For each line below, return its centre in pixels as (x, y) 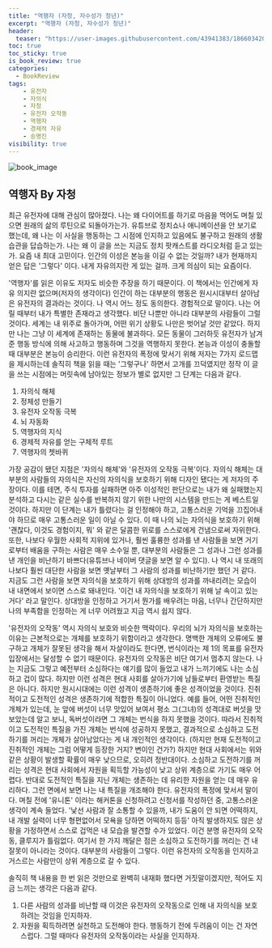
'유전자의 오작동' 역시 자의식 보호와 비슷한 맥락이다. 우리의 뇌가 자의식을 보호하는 (136, 628)
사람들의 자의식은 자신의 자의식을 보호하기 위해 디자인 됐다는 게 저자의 (140, 479)
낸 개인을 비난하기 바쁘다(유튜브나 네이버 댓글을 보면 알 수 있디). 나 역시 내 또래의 (136, 560)
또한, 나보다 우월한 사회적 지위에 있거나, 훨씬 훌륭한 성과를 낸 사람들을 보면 (126, 540)
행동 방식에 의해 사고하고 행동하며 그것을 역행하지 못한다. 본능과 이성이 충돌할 (139, 344)
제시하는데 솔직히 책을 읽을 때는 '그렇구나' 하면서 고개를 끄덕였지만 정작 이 (133, 364)
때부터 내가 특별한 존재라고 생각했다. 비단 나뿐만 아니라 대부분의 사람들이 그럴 (139, 313)
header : (21, 31)
